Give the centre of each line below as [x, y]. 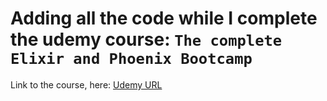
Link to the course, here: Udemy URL [86, 84]
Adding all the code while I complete [164, 18]
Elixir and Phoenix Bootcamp [131, 59]
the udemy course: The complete [146, 39]
